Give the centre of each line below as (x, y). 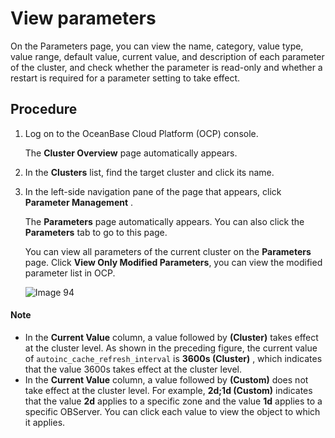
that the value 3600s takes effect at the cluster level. (133, 369)
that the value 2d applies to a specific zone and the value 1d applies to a (173, 401)
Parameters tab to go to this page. (96, 232)
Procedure (44, 109)
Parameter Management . (79, 202)
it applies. (45, 422)
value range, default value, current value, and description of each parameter (167, 56)
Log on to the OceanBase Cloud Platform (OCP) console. (141, 133)
